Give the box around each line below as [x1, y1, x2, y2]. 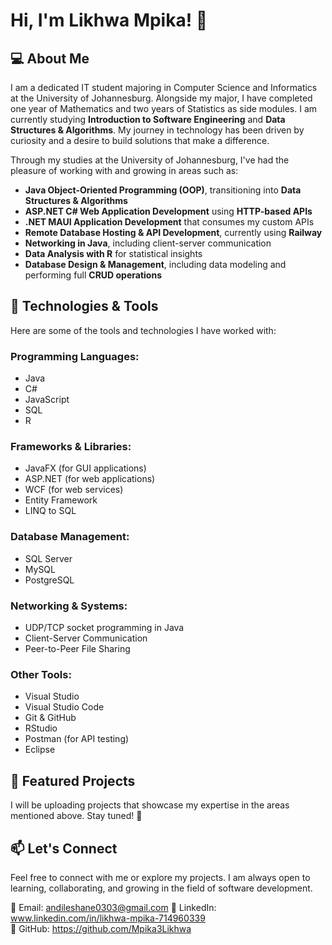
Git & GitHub [24, 712, 77, 724]
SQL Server [24, 552, 73, 564]
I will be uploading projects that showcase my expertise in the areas [10, 799, 290, 811]
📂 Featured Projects [10, 772, 136, 789]
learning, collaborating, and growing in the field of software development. [10, 882, 313, 894]
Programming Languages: [10, 349, 140, 363]
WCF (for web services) [24, 484, 124, 496]
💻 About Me [10, 50, 90, 67]
